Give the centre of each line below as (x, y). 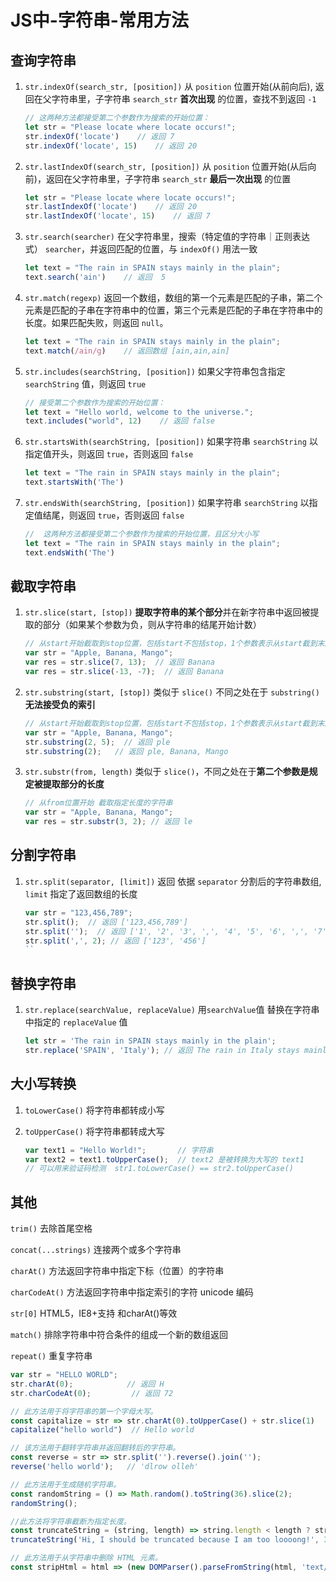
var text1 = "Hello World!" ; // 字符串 (119, 1150)
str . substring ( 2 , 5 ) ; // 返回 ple (97, 742)
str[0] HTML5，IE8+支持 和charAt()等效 (94, 1313)
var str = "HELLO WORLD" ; (64, 1375)
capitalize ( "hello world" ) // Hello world (102, 1430)
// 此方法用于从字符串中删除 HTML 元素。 (86, 1558)
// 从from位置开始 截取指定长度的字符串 (98, 803)
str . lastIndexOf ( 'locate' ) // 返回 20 (111, 207)
